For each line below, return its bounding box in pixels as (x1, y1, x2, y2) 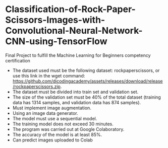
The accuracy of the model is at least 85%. (12, 131, 102, 137)
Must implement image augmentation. (12, 105, 92, 111)
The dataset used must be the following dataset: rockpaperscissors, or (12, 67, 160, 73)
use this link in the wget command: (12, 72, 85, 79)
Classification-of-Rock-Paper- (5, 4, 136, 15)
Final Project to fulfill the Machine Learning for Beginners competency (5, 52, 151, 58)
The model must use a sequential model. (12, 115, 97, 121)
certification (5, 57, 30, 63)
